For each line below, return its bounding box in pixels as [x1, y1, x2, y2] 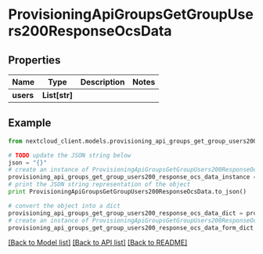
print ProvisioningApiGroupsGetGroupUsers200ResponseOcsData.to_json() [8, 188, 247, 196]
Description [80, 77, 125, 87]
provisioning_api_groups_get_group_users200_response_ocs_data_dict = [8, 209, 243, 217]
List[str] [41, 90, 73, 100]
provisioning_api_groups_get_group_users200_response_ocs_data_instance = [8, 173, 258, 181]
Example [8, 116, 52, 130]
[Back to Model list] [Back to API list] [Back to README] [8, 238, 188, 248]
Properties [8, 53, 61, 67]
